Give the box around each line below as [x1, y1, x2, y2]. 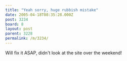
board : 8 [5, 21, 24, 27]
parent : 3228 [5, 31, 33, 36]
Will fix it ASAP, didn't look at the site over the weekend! [5, 49, 122, 56]
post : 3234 [5, 17, 28, 22]
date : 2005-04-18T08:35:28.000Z [5, 12, 73, 17]
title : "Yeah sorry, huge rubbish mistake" [5, 7, 99, 13]
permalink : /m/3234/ [5, 36, 49, 41]
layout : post [5, 26, 33, 32]
